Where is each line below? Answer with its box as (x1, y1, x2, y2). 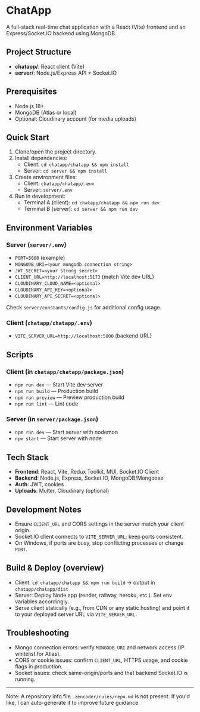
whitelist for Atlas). (14, 650, 61, 657)
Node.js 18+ (14, 102, 45, 109)
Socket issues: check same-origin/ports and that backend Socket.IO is (14, 669, 188, 676)
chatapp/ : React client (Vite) (14, 63, 85, 70)
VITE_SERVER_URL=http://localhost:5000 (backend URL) (14, 332, 152, 339)
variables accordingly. (14, 598, 70, 605)
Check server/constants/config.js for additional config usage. (6, 304, 162, 311)
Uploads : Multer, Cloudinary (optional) (14, 487, 110, 495)
